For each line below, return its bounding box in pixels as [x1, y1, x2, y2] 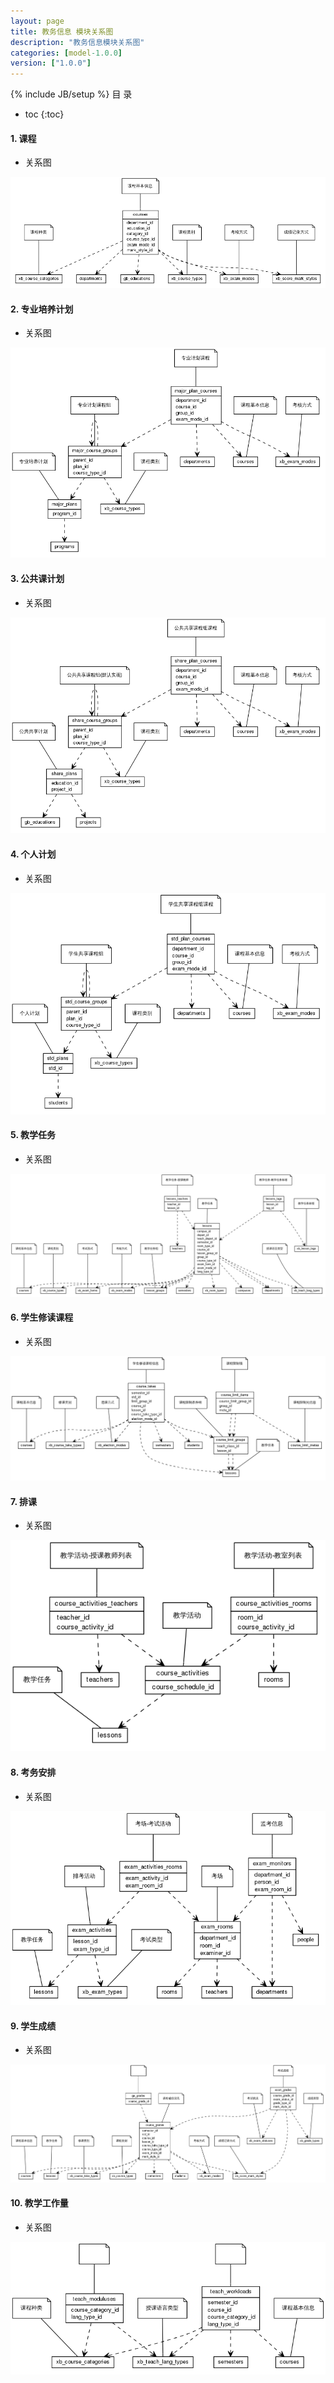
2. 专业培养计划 [10, 303, 74, 315]
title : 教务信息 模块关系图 [10, 26, 114, 37]
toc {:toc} [24, 108, 65, 120]
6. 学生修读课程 [10, 1311, 74, 1324]
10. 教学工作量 [10, 2197, 69, 2209]
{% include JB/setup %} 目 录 [10, 88, 133, 100]
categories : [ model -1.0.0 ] [10, 48, 123, 58]
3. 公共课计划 [10, 573, 65, 585]
